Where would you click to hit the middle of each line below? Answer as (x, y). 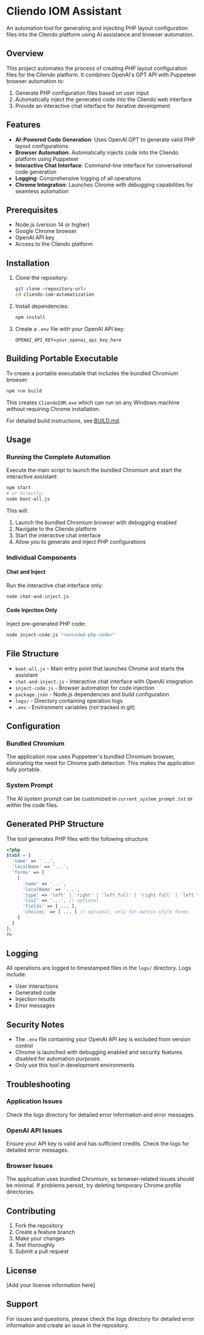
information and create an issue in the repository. (68, 1325)
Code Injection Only (32, 610)
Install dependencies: (42, 306)
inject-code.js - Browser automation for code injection (85, 688)
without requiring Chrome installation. (53, 409)
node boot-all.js (28, 499)
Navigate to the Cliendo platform (56, 529)
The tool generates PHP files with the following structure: (78, 838)
